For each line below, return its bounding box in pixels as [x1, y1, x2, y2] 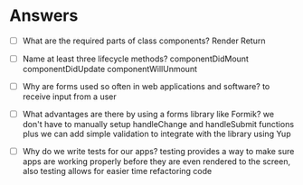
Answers [9, 5, 79, 26]
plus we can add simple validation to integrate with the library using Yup [22, 128, 291, 140]
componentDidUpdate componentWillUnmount [22, 64, 197, 75]
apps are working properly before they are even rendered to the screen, [22, 156, 291, 167]
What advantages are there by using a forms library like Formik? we [22, 109, 274, 120]
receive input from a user [22, 91, 117, 102]
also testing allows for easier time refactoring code [22, 166, 213, 177]
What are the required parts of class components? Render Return [22, 35, 266, 46]
